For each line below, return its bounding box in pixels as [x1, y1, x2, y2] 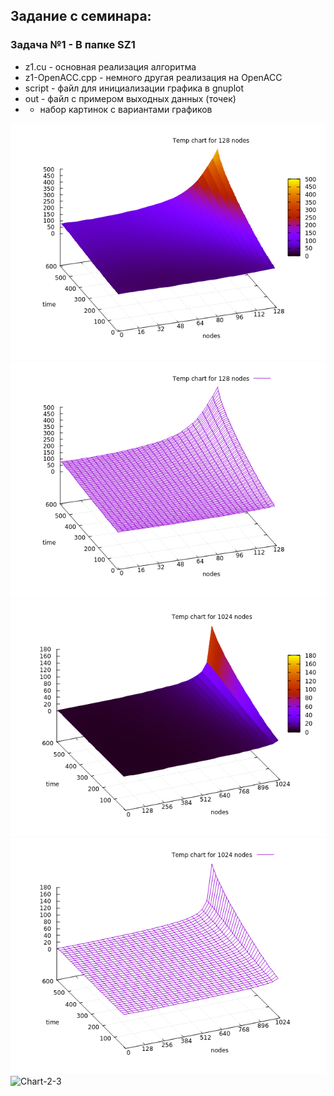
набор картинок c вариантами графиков [39, 103, 213, 115]
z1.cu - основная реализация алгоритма [24, 60, 197, 73]
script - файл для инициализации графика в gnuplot [24, 82, 245, 94]
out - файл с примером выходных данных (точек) [24, 92, 237, 104]
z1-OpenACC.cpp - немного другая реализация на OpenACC [24, 71, 283, 83]
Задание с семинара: [10, 8, 152, 25]
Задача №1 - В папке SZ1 [10, 38, 136, 52]
